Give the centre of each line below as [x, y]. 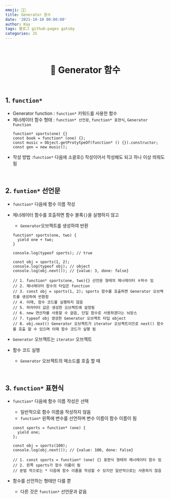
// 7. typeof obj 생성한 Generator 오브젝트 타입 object [69, 318]
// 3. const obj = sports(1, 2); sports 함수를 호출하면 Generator [82, 291]
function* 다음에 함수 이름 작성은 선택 [50, 401]
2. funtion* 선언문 [33, 191]
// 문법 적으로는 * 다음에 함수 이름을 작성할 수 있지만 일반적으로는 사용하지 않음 [87, 471]
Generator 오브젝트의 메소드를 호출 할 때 [60, 360]
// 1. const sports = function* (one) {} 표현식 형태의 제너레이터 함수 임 [87, 460]
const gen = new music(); [40, 147]
